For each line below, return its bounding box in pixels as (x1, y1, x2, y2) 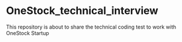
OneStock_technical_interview (6, 4, 159, 17)
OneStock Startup (6, 29, 49, 36)
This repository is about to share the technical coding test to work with (6, 23, 177, 30)
